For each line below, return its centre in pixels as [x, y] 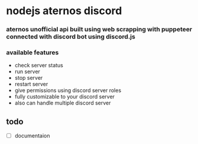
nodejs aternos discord [64, 11]
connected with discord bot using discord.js [71, 37]
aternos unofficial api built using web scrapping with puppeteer [99, 30]
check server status [39, 66]
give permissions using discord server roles [68, 90]
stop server [29, 78]
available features [33, 53]
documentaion [32, 136]
